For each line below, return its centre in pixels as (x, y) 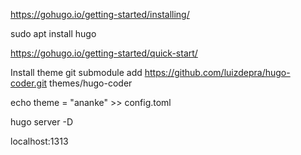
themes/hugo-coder (91, 83)
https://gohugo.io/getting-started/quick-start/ (104, 53)
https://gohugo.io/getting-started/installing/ (100, 14)
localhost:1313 (39, 141)
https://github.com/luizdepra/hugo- (217, 72)
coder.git (29, 83)
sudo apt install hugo (53, 33)
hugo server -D (42, 122)
